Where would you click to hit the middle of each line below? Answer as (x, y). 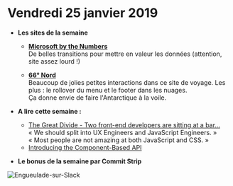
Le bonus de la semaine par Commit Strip (80, 161)
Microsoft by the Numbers (68, 46)
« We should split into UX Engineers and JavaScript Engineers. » (123, 132)
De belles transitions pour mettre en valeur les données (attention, (125, 54)
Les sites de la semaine (53, 33)
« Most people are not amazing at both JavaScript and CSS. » (119, 140)
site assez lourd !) (54, 61)
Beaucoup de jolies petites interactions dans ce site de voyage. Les (127, 82)
